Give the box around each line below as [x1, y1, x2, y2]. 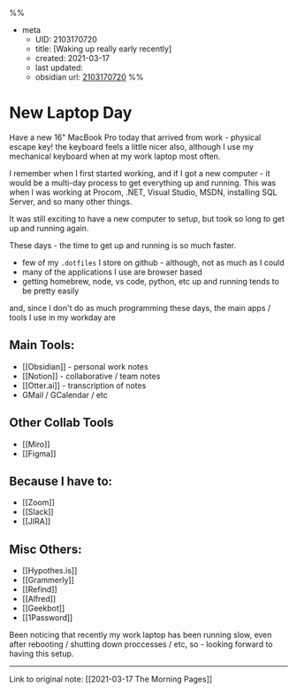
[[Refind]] [21, 584, 57, 595]
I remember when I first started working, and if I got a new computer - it [9, 167, 270, 178]
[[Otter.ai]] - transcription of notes [21, 380, 147, 391]
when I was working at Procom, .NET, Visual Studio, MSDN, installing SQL [9, 186, 278, 198]
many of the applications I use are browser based [21, 266, 203, 277]
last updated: [34, 62, 84, 73]
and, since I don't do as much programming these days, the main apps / [9, 302, 271, 313]
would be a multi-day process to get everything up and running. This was [9, 177, 277, 188]
